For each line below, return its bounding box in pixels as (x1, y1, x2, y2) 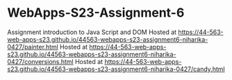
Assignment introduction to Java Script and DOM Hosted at (7, 28, 177, 36)
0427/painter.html (7, 42, 59, 51)
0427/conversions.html (7, 57, 74, 65)
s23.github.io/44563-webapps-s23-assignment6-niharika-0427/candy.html (7, 65, 225, 73)
